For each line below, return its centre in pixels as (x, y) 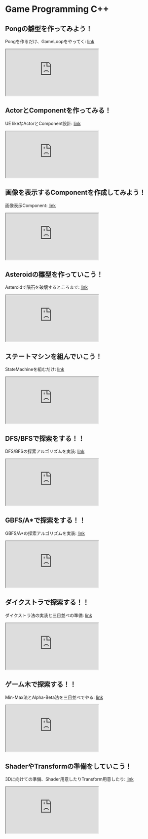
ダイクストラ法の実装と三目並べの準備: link (49, 615)
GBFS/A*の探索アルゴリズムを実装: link (45, 533)
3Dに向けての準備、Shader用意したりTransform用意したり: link (70, 779)
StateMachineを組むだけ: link (35, 369)
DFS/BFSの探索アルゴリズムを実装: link (45, 451)
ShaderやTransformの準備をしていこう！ (69, 766)
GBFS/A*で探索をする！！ (45, 520)
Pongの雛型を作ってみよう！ (49, 28)
